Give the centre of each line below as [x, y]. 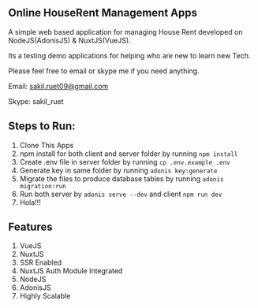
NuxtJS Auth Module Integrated [71, 271]
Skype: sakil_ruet [36, 101]
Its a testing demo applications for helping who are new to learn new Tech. [129, 55]
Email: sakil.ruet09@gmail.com [58, 86]
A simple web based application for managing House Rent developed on [125, 32]
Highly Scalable [45, 296]
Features [30, 227]
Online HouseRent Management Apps [103, 13]
